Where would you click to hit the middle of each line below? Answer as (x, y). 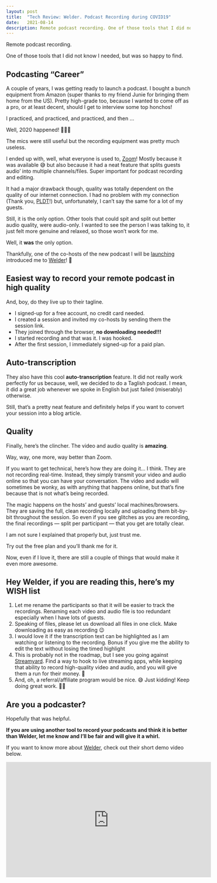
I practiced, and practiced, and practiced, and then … (70, 118)
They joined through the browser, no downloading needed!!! (88, 332)
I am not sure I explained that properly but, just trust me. (74, 534)
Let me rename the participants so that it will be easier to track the (94, 605)
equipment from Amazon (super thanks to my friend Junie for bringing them (97, 95)
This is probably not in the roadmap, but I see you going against (91, 655)
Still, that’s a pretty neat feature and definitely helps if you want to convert (95, 407)
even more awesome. (32, 564)
